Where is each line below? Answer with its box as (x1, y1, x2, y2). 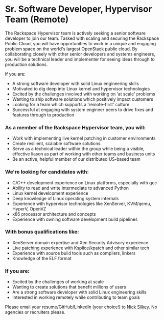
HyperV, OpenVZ (12, 205, 47, 212)
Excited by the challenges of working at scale (12, 279, 104, 285)
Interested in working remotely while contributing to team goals (12, 294, 141, 300)
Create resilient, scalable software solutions (12, 141, 101, 146)
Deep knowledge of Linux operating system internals (12, 195, 119, 201)
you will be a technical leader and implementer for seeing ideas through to (5, 56, 155, 62)
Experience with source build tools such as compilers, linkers (12, 250, 136, 256)
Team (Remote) (5, 14, 69, 25)
